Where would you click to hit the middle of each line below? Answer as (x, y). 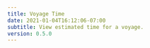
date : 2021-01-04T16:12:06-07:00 (57, 20)
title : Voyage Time (36, 14)
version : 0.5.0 (30, 34)
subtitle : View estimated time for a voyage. (75, 27)
